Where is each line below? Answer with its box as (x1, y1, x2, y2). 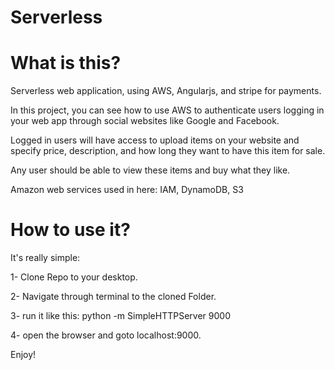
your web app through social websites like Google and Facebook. (10, 115, 280, 127)
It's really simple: (10, 252, 81, 264)
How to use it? (10, 219, 131, 241)
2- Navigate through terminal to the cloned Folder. (10, 291, 217, 303)
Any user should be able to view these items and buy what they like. (10, 164, 291, 176)
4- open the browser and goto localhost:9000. (10, 329, 202, 341)
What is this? (10, 52, 122, 75)
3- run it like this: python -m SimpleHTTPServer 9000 (10, 310, 231, 322)
